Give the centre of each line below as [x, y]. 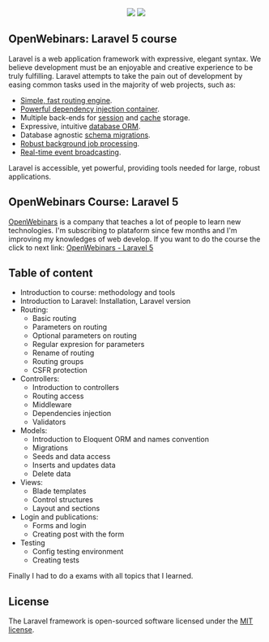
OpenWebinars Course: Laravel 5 [94, 202]
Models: [34, 431]
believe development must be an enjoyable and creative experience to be [131, 67]
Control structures [62, 500]
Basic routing [54, 319]
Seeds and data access [71, 457]
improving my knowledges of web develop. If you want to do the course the [134, 239]
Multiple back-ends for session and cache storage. [105, 117]
